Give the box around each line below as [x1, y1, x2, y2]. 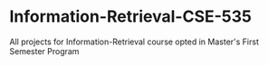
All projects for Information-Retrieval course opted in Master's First [9, 36, 260, 47]
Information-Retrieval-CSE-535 [9, 6, 252, 27]
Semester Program [9, 45, 80, 56]
